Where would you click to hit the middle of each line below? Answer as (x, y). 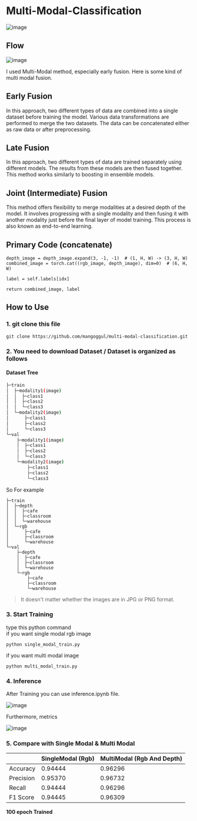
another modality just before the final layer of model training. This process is (98, 220)
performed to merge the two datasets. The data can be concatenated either (98, 123)
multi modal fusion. (29, 77)
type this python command (39, 627)
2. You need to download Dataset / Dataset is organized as (91, 351)
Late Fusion (28, 148)
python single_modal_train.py (43, 645)
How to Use (28, 307)
